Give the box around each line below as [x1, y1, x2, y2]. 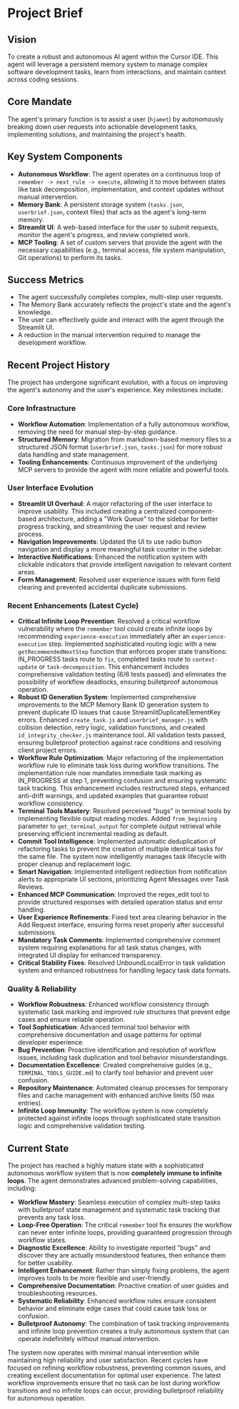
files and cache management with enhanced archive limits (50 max [17, 1091, 215, 1100]
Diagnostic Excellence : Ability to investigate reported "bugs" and [17, 1243, 211, 1252]
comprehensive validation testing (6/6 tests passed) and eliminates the [17, 670, 227, 679]
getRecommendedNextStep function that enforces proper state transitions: [17, 647, 228, 656]
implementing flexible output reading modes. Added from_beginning [17, 815, 218, 823]
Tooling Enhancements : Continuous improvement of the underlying [17, 457, 218, 466]
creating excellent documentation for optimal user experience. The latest [7, 1371, 221, 1380]
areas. [17, 567, 37, 576]
